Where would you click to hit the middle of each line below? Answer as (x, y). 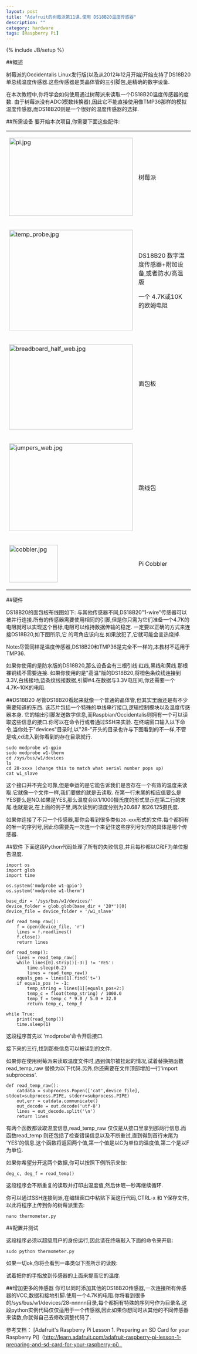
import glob (21, 870)
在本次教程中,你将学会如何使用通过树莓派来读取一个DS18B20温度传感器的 (95, 94)
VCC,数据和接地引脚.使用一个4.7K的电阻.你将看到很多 (81, 1295)
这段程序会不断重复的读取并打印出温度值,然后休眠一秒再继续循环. (85, 1186)
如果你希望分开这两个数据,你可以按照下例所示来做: (67, 1163)
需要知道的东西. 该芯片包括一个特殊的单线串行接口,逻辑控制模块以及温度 (93, 707)
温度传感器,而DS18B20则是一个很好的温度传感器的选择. (73, 109)
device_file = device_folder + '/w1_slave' (60, 911)
